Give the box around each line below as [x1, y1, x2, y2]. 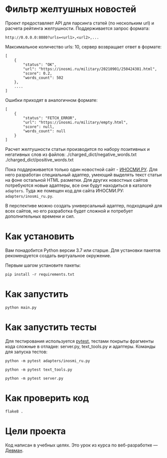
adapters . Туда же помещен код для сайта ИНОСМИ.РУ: [5, 187, 124, 193]
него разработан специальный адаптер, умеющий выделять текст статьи [5, 171, 162, 178]
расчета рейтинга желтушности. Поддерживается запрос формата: [5, 25, 150, 31]
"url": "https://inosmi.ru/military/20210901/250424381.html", [23, 66, 157, 71]
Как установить [5, 231, 75, 242]
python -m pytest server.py [5, 376, 64, 381]
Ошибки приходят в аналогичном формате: [5, 97, 98, 103]
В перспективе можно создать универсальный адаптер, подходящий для [5, 202, 163, 208]
